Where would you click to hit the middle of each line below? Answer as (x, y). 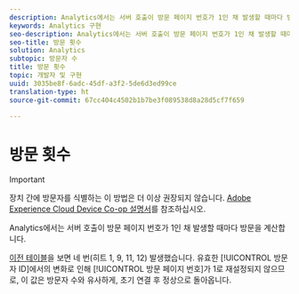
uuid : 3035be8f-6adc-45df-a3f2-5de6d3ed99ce (93, 83)
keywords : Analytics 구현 (56, 26)
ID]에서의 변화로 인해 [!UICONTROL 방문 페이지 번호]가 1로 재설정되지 (140, 269)
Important (27, 179)
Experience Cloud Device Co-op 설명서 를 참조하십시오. (108, 209)
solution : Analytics (48, 51)
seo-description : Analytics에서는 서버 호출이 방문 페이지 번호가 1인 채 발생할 (143, 34)
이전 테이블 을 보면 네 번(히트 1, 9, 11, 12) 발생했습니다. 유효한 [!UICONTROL (141, 258)
